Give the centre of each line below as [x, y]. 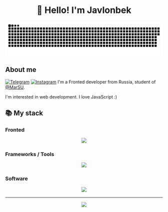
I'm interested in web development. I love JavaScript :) [61, 96]
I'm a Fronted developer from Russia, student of [106, 81]
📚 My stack [24, 113]
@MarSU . [15, 87]
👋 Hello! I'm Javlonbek [84, 10]
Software [17, 178]
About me [21, 70]
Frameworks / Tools [30, 154]
